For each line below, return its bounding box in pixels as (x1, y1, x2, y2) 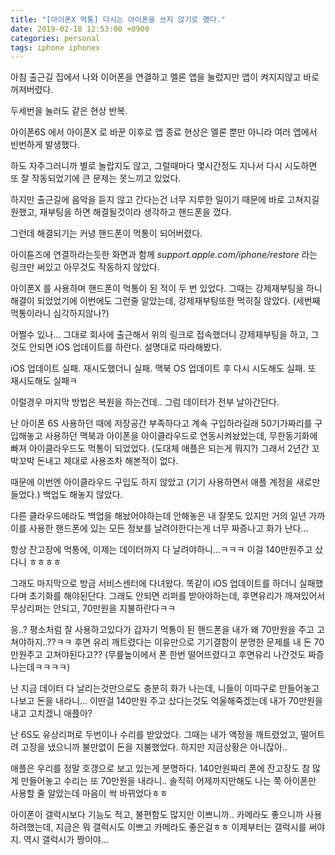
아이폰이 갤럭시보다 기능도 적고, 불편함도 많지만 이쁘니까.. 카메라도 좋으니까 (10, 809, 304, 821)
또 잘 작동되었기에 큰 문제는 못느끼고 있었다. (10, 172, 182, 185)
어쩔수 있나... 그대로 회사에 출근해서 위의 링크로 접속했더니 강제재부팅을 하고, (10, 329, 309, 341)
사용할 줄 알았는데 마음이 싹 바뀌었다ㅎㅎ (10, 787, 168, 800)
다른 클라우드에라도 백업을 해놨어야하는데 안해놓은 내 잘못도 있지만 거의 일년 (10, 510, 307, 522)
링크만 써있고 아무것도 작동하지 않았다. (10, 261, 160, 273)
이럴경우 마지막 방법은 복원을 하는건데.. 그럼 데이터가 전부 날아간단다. (10, 396, 280, 408)
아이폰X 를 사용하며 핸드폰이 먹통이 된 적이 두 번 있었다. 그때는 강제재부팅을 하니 (10, 282, 323, 295)
